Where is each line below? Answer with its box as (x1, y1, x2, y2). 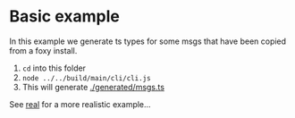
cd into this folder (21, 63, 87, 73)
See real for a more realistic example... (9, 98, 151, 109)
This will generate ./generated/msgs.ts (21, 81, 165, 92)
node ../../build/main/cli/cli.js (21, 73, 151, 82)
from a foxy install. (9, 45, 78, 55)
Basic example (9, 6, 121, 27)
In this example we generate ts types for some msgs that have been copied (9, 36, 287, 46)
